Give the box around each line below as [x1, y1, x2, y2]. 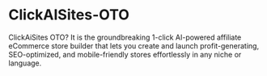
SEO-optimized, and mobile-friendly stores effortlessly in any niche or [8, 49, 242, 59]
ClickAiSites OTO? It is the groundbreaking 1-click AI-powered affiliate [8, 32, 242, 42]
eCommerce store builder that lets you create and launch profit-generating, [8, 40, 260, 50]
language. [8, 58, 42, 68]
